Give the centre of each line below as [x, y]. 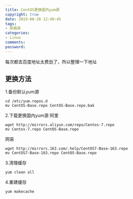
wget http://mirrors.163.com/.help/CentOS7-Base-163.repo [66, 149]
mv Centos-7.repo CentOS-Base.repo [42, 129]
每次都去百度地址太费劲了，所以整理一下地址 [51, 62]
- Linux [13, 38]
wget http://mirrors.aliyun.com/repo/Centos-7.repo [60, 125]
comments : [15, 42]
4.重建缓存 [16, 182]
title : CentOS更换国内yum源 [32, 10]
